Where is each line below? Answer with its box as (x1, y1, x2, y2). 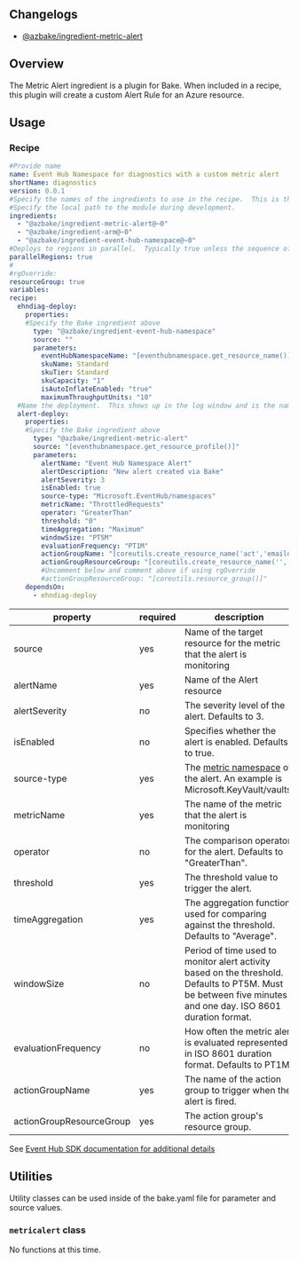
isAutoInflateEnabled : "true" (41, 384, 153, 393)
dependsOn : (25, 582, 66, 591)
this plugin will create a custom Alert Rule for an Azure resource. (9, 89, 245, 100)
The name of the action (184, 1073, 282, 1085)
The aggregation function (184, 896, 291, 909)
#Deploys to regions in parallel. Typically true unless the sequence (9, 244, 279, 254)
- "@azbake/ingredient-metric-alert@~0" (17, 219, 169, 229)
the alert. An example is (184, 772, 282, 785)
